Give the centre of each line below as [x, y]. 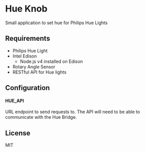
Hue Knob [26, 9]
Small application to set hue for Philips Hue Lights [56, 23]
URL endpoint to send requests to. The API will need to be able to [73, 112]
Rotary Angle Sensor [34, 66]
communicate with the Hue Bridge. [41, 117]
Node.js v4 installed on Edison [51, 61]
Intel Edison [25, 56]
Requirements [28, 39]
